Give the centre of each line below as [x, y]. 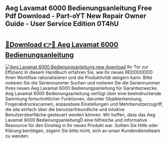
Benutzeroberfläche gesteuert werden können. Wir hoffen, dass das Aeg [80, 115]
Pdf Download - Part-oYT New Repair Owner [76, 16]
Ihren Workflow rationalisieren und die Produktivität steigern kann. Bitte [79, 77]
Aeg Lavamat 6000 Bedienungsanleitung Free [78, 8]
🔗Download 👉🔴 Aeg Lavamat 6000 [62, 44]
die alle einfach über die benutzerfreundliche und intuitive [65, 109]
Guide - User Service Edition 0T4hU [62, 24]
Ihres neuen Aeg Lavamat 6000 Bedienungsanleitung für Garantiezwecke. [81, 88]
